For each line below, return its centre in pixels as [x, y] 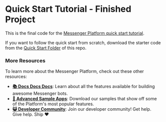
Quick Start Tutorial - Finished [68, 9]
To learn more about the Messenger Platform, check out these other [75, 71]
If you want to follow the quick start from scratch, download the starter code [83, 42]
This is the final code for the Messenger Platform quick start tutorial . [75, 33]
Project [20, 19]
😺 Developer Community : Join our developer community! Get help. [82, 109]
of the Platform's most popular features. [53, 104]
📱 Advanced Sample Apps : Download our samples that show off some [84, 99]
